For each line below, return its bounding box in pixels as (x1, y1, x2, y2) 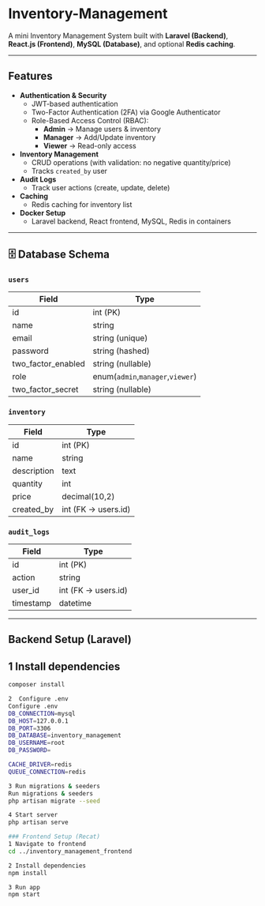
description (12, 465, 54, 476)
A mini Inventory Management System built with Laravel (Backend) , (8, 31, 229, 40)
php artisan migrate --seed (8, 797, 101, 805)
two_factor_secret (12, 384, 79, 395)
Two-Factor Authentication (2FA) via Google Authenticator (31, 107, 221, 117)
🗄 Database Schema (8, 248, 110, 261)
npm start (8, 890, 41, 899)
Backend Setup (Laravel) (8, 633, 132, 646)
